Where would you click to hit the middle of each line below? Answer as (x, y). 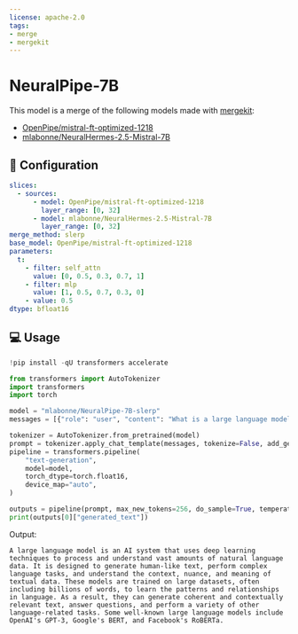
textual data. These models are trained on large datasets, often (134, 582)
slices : (24, 185)
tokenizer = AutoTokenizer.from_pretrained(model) (105, 435)
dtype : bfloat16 (39, 309)
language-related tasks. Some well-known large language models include (146, 613)
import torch (33, 395)
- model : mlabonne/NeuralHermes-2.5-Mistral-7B (122, 218)
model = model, (49, 468)
